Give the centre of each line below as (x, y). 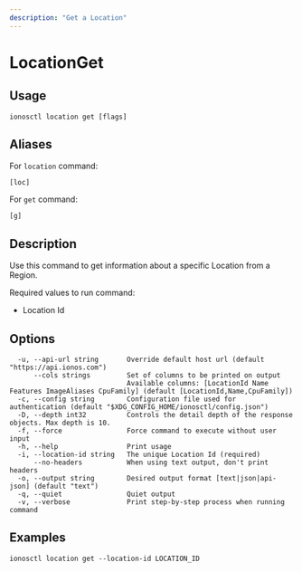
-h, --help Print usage (94, 447)
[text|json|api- (246, 479)
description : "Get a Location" (68, 18)
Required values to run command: (72, 293)
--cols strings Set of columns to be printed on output (157, 376)
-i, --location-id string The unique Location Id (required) (139, 455)
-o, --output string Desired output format (115, 479)
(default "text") (66, 486)
